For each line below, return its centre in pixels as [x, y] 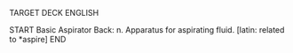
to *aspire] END [38, 39]
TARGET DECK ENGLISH [54, 13]
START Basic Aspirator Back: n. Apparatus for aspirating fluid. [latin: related [147, 30]
